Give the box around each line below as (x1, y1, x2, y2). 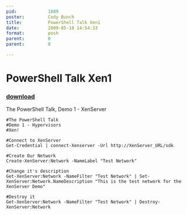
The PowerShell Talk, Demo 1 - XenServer (6, 106, 107, 113)
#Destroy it (6, 194, 35, 200)
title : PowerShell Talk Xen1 (6, 19, 101, 25)
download (6, 92, 35, 100)
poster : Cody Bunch (6, 14, 75, 20)
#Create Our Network (6, 153, 57, 159)
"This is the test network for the (95, 179, 182, 185)
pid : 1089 (6, 8, 59, 15)
